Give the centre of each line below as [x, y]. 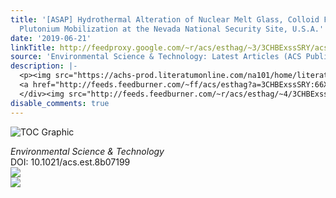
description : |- [44, 66]
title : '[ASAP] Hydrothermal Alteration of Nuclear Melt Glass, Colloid [165, 19]
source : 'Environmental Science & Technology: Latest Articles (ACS [156, 57]
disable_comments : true [60, 103]
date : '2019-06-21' [51, 38]
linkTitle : [33, 47]
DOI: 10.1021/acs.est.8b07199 [70, 162]
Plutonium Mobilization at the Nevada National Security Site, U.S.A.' [172, 29]
